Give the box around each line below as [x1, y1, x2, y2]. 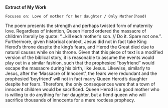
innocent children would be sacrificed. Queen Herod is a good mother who [5, 86, 159, 92]
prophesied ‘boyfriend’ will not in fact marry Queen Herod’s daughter [5, 76, 148, 81]
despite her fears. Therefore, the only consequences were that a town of [5, 81, 155, 87]
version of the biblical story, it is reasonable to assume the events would [5, 54, 154, 60]
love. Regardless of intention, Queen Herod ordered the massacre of [5, 28, 146, 34]
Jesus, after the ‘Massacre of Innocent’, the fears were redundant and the [5, 70, 157, 76]
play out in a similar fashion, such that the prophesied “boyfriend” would [5, 60, 154, 65]
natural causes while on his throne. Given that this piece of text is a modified [5, 49, 163, 55]
